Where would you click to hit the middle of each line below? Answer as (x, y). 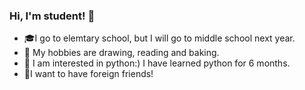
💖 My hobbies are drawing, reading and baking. (121, 53)
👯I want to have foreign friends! (88, 74)
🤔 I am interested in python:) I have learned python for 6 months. (157, 63)
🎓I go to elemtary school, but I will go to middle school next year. (159, 38)
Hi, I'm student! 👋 (52, 16)
